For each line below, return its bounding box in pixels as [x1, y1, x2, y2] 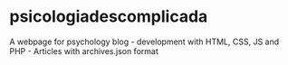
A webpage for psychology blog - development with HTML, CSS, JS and [9, 36, 280, 47]
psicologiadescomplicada [9, 6, 208, 27]
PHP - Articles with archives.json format [9, 45, 158, 56]
